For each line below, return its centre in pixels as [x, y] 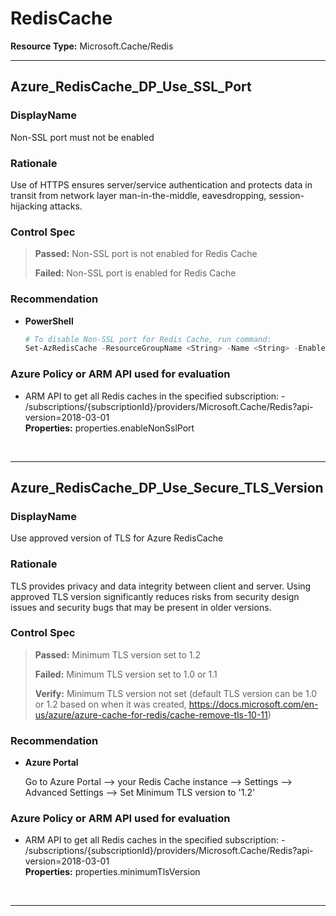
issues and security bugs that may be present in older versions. [141, 607]
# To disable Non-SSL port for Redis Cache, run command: [148, 339]
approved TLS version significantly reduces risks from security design [155, 596]
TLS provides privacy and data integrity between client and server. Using [161, 586]
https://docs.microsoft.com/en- [253, 704]
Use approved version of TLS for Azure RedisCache [117, 538]
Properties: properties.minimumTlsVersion [112, 872]
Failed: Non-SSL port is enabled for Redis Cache [135, 273]
